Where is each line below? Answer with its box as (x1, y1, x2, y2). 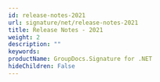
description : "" (8, 41, 61, 48)
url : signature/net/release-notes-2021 (8, 19, 139, 27)
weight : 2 (8, 33, 41, 41)
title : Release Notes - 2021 (8, 26, 104, 34)
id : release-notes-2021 (8, 11, 86, 20)
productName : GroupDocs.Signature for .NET (8, 55, 153, 63)
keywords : (8, 48, 41, 55)
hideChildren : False (8, 62, 76, 70)
